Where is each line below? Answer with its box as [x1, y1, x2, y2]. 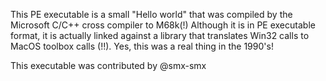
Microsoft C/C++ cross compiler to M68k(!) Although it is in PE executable [10, 19, 316, 31]
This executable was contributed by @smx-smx [10, 60, 207, 71]
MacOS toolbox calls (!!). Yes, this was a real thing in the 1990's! [10, 40, 274, 52]
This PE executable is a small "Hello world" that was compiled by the [10, 9, 293, 20]
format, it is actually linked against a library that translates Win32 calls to [10, 30, 310, 41]
